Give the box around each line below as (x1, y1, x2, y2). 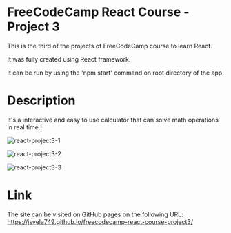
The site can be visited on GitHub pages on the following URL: (7, 210, 184, 218)
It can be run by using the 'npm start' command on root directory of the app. (7, 68, 224, 77)
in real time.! (7, 122, 43, 131)
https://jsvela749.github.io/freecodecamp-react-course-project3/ (7, 217, 194, 225)
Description (7, 93, 76, 109)
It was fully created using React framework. (7, 55, 131, 63)
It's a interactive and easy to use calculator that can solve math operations (7, 115, 219, 124)
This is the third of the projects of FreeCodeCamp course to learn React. (7, 41, 212, 50)
